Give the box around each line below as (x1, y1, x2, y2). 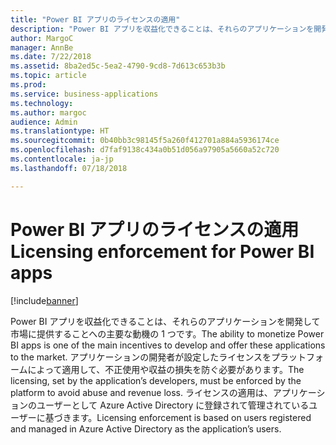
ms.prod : (10, 80, 47, 90)
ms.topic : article (10, 71, 87, 81)
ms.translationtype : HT (10, 126, 110, 136)
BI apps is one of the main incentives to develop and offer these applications (10, 339, 326, 351)
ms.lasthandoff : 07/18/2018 (10, 163, 128, 173)
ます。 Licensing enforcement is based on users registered (71, 411, 312, 423)
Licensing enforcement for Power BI (10, 240, 315, 263)
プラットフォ (270, 351, 324, 363)
